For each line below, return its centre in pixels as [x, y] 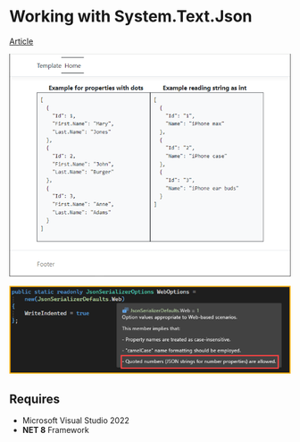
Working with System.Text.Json [131, 17]
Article [21, 41]
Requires [35, 399]
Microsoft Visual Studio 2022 [75, 421]
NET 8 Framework [55, 430]
